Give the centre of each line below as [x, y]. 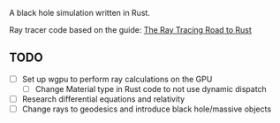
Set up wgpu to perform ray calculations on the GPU [117, 79]
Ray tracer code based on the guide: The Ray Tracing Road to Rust [130, 30]
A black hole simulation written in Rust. [79, 13]
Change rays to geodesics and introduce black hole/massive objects [147, 109]
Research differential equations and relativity [103, 99]
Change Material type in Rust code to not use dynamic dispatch [151, 88]
